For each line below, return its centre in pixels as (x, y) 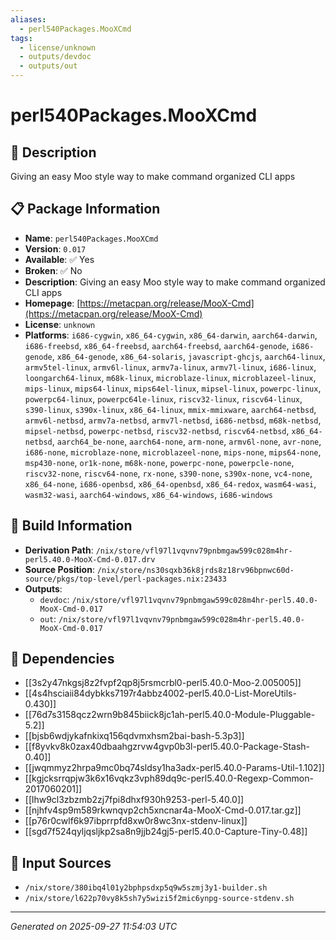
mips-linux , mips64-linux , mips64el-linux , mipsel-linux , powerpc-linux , (173, 388)
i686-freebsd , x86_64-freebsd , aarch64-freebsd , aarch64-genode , (157, 345)
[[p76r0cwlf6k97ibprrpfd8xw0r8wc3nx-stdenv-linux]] (136, 821)
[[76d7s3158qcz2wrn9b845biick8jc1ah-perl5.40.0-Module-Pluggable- (170, 715)
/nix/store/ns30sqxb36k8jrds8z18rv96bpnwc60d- (195, 570)
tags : (21, 38)
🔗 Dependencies (62, 659)
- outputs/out (48, 66)
